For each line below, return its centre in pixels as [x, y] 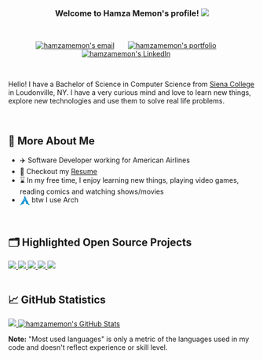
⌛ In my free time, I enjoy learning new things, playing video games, [129, 180]
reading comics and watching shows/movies [91, 191]
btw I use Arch [55, 200]
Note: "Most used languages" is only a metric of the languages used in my [129, 339]
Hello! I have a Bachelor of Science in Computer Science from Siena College [131, 84]
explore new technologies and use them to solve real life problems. [117, 101]
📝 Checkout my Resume [58, 172]
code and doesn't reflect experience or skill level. [88, 347]
